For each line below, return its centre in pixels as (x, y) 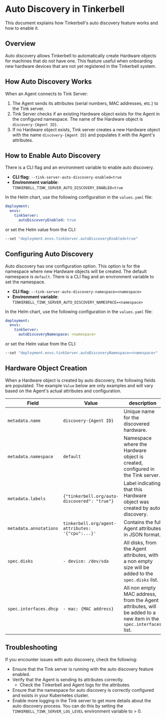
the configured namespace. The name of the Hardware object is (78, 119)
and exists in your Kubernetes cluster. (51, 695)
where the (135, 444)
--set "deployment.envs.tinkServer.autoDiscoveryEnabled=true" (72, 239)
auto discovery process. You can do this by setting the (68, 706)
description (143, 403)
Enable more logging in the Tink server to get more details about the (82, 700)
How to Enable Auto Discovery (53, 155)
